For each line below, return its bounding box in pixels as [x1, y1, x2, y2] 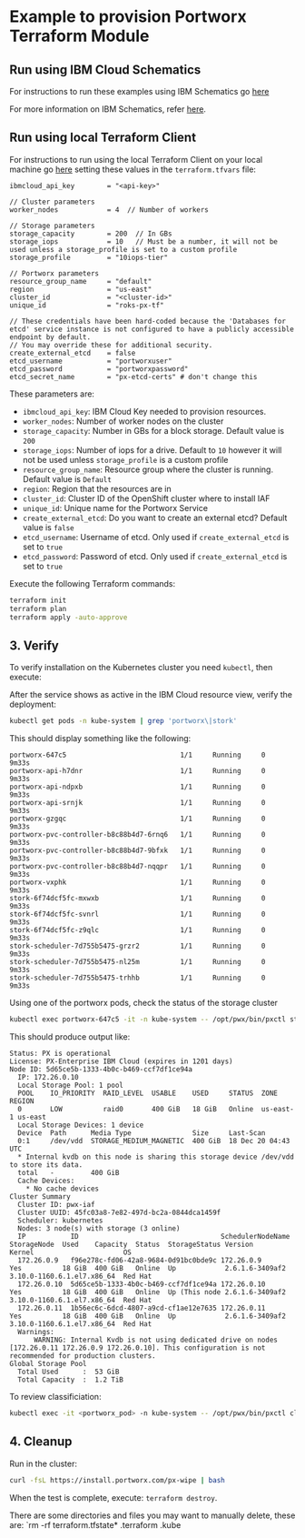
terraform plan [9, 604, 67, 613]
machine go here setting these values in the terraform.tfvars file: [9, 164, 257, 175]
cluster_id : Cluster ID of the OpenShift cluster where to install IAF [22, 493, 271, 504]
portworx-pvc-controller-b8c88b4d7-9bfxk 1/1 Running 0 [9, 846, 266, 856]
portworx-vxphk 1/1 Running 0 [9, 878, 266, 888]
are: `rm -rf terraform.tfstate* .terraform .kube [9, 1519, 182, 1530]
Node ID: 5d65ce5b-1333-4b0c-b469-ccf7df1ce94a [9, 1065, 193, 1074]
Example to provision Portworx [9, 6, 247, 27]
